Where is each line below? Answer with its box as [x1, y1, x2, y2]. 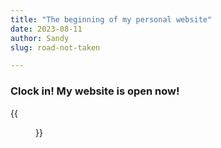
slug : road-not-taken [10, 42, 101, 53]
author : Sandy [10, 33, 70, 43]
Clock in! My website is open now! [10, 84, 180, 98]
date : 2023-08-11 [10, 24, 83, 34]
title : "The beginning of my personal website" [10, 14, 213, 25]
